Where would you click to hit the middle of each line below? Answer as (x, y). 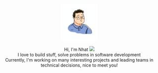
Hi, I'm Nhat (76, 49)
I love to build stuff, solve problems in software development (79, 55)
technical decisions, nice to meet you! (79, 65)
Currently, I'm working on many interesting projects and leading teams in (79, 60)
